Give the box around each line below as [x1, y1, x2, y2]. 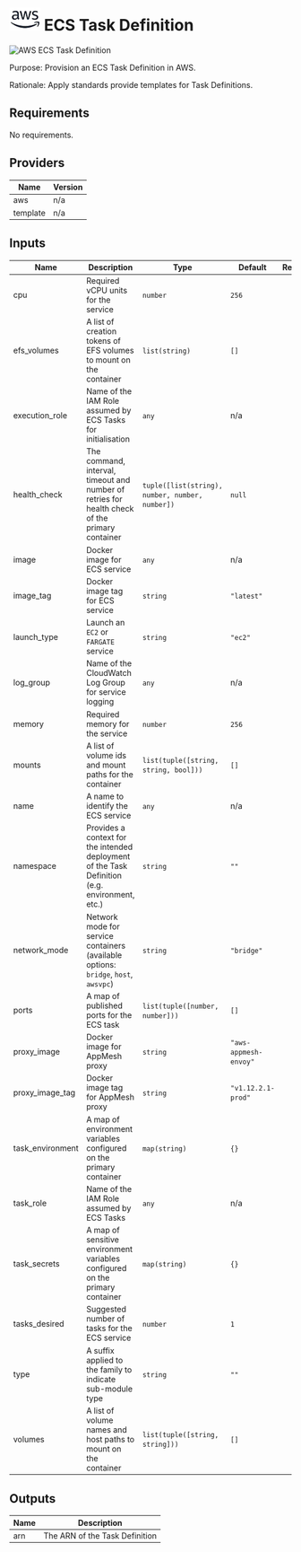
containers [86, 940, 126, 951]
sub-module [86, 1383, 133, 1394]
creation [86, 326, 117, 337]
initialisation [86, 434, 130, 444]
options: [86, 959, 116, 969]
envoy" [229, 1057, 255, 1066]
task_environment [13, 1143, 79, 1153]
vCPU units [86, 285, 128, 295]
